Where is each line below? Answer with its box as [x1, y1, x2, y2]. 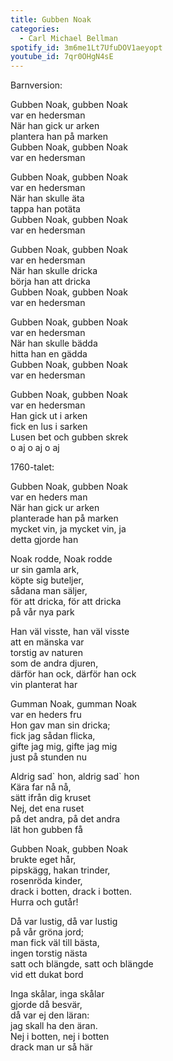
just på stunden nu [10, 751, 88, 763]
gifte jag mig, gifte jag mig [10, 741, 118, 753]
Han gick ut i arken [10, 410, 88, 422]
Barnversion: [10, 79, 63, 91]
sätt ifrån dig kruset [10, 792, 92, 804]
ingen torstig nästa [10, 947, 88, 960]
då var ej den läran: [10, 1009, 90, 1021]
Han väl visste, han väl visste [10, 626, 130, 638]
